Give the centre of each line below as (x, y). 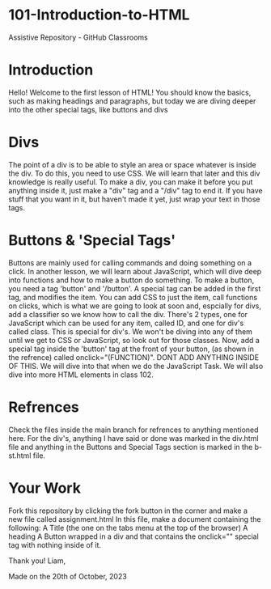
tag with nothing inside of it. (55, 545)
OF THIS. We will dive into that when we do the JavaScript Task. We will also (136, 366)
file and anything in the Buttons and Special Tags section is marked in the (131, 447)
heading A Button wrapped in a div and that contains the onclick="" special (133, 536)
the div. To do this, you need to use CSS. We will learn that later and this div (134, 173)
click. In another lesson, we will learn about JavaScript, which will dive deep (135, 271)
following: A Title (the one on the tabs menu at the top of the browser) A (128, 528)
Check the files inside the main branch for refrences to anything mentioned (133, 430)
